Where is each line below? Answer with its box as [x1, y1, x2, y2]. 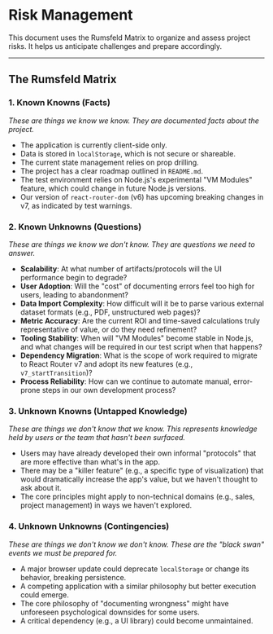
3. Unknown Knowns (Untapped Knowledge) [8, 405, 188, 416]
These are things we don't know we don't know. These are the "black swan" [8, 539, 265, 549]
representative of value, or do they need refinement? [19, 324, 197, 334]
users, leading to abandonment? [19, 289, 128, 299]
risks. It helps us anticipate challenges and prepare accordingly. [8, 41, 223, 51]
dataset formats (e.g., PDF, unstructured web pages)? [19, 307, 201, 317]
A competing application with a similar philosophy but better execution [19, 581, 257, 591]
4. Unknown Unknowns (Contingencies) [8, 521, 170, 532]
